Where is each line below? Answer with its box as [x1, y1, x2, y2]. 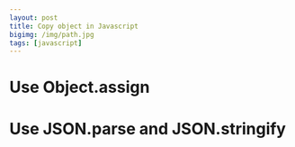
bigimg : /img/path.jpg [9, 30, 94, 39]
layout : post [9, 13, 58, 23]
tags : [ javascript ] [9, 38, 83, 48]
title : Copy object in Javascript [9, 22, 139, 31]
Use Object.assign [9, 78, 150, 97]
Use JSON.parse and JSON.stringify [9, 118, 286, 139]
